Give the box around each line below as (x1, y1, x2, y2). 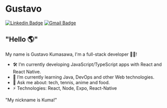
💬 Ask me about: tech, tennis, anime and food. (12, 79, 110, 85)
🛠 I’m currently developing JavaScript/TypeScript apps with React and (12, 61, 162, 67)
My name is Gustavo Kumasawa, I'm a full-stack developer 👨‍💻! (5, 51, 137, 57)
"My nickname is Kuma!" (5, 97, 57, 103)
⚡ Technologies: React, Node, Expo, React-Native (12, 85, 117, 91)
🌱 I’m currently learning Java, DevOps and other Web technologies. (12, 74, 155, 80)
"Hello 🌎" (5, 35, 38, 44)
